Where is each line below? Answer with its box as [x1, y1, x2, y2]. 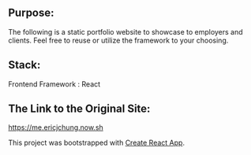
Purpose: [8, 6, 54, 20]
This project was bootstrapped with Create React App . [8, 138, 185, 148]
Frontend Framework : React [8, 79, 101, 89]
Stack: [8, 58, 41, 72]
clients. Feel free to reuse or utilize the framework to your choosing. [8, 35, 229, 45]
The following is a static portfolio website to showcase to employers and [8, 27, 243, 36]
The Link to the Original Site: [8, 102, 151, 116]
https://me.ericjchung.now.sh [8, 123, 104, 132]
